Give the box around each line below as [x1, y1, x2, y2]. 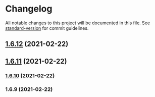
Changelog [5, 3, 53, 15]
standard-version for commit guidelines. [5, 25, 89, 31]
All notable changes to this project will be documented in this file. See [5, 20, 150, 26]
